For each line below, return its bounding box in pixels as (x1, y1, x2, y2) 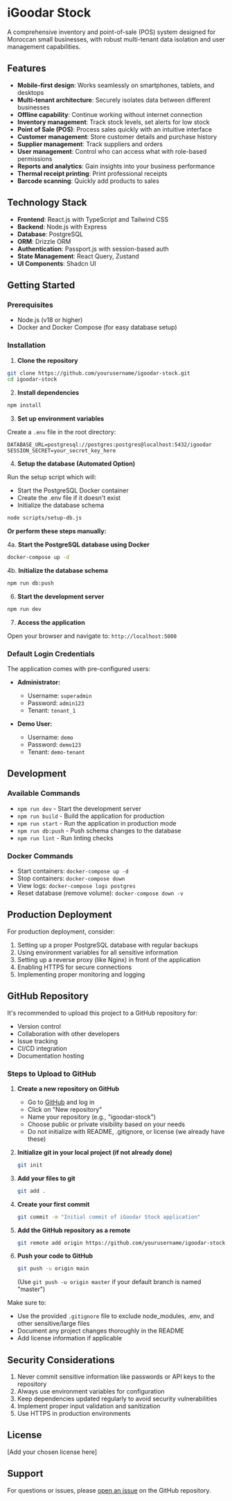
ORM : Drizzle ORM (17, 237, 71, 245)
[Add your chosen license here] (7, 1448, 98, 1456)
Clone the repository (17, 356, 78, 364)
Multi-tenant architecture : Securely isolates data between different (17, 96, 211, 104)
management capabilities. (7, 42, 81, 51)
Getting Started (7, 279, 75, 291)
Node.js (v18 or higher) (17, 316, 83, 324)
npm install (7, 402, 42, 409)
